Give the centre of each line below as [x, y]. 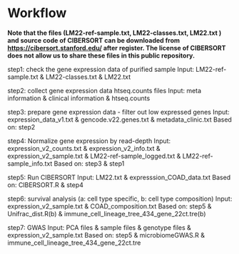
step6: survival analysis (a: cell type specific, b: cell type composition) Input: [120, 199]
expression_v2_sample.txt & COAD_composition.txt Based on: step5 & [110, 206]
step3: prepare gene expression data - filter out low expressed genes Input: [118, 112]
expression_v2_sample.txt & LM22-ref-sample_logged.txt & [94, 156]
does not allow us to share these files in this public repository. [101, 55]
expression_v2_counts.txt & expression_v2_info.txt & [84, 148]
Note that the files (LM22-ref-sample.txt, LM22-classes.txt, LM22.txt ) [115, 33]
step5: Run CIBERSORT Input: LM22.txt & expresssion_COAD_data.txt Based [119, 177]
